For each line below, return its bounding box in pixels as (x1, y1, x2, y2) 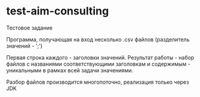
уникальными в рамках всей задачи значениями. (6, 66, 133, 74)
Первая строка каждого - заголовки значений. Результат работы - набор (6, 54, 195, 61)
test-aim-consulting (6, 4, 109, 18)
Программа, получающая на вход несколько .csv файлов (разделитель (6, 36, 190, 43)
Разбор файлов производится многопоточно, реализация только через (6, 78, 189, 86)
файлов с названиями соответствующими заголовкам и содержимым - (6, 60, 191, 67)
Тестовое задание (6, 24, 53, 31)
